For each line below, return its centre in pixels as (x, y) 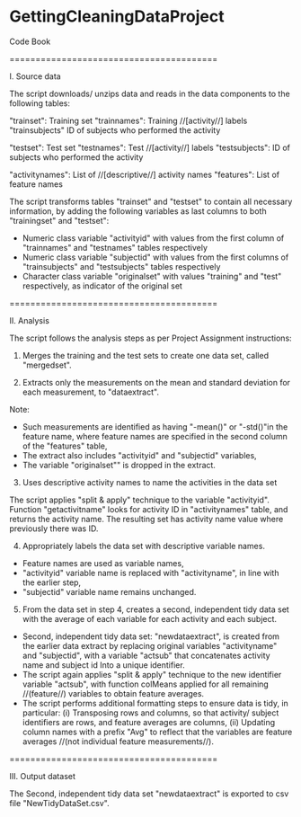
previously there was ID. (54, 528)
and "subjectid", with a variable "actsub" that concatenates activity (146, 655)
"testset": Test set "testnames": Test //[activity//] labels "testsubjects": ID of (150, 147)
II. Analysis (29, 320)
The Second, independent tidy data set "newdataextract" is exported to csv (149, 794)
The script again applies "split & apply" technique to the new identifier (152, 674)
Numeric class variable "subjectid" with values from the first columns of (155, 257)
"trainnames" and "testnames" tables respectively (115, 247)
